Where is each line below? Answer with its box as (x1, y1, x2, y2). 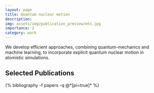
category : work (5, 30, 37, 35)
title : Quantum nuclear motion (5, 12, 70, 17)
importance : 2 (5, 26, 35, 31)
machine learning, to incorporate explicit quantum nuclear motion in (5, 49, 144, 55)
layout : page (5, 7, 32, 12)
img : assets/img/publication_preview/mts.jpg (5, 21, 101, 26)
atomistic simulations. (5, 55, 50, 60)
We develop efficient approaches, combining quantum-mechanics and (5, 44, 150, 50)
